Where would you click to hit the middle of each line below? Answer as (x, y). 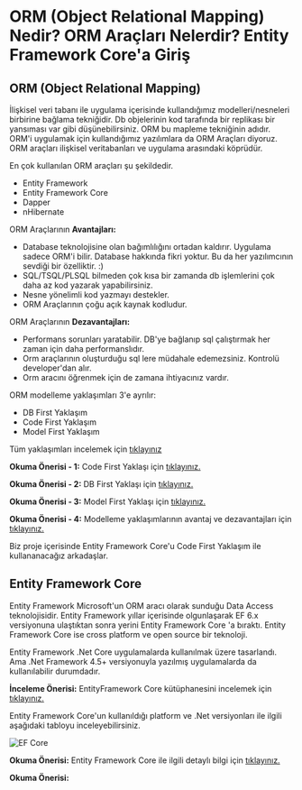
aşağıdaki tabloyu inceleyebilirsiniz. (75, 725)
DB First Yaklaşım (55, 413)
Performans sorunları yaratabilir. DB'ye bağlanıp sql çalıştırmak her (146, 339)
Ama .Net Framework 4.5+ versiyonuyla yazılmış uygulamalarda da (133, 661)
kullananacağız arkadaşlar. (59, 556)
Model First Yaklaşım (61, 432)
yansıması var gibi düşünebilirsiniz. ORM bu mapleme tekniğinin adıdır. (140, 129)
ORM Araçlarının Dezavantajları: (70, 322)
